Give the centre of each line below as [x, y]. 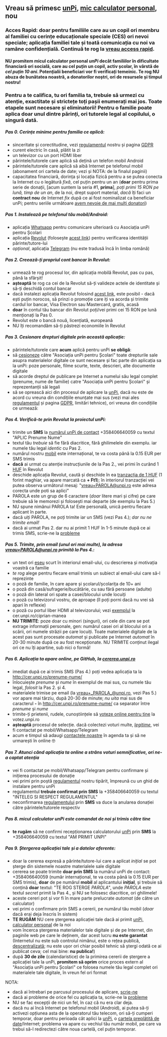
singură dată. [22, 120]
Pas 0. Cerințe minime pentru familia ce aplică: [55, 132]
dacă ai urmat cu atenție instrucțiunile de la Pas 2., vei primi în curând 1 [85, 464]
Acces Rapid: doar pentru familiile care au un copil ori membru [82, 30]
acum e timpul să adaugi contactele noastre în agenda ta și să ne [79, 735]
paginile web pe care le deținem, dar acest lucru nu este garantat [80, 935]
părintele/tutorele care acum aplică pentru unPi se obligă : [72, 349]
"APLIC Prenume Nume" [37, 437]
